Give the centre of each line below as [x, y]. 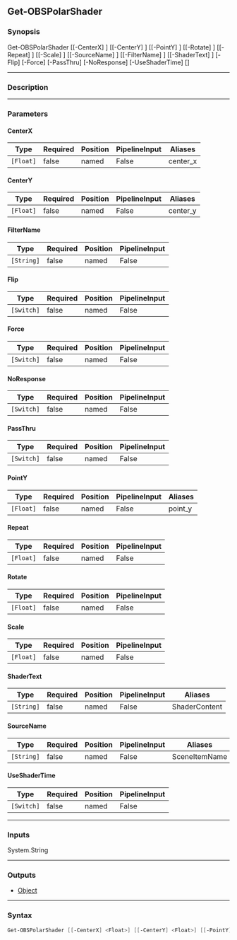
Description [28, 87]
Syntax [20, 915]
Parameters [28, 114]
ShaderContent [197, 707]
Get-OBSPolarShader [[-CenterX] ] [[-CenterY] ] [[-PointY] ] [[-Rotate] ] [111, 47]
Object [27, 890]
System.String [28, 850]
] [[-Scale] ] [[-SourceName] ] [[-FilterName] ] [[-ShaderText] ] [123, 54]
